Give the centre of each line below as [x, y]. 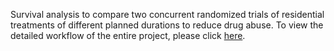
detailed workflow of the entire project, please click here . [128, 35]
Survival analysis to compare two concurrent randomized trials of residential [167, 14]
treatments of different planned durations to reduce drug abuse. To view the [167, 25]
